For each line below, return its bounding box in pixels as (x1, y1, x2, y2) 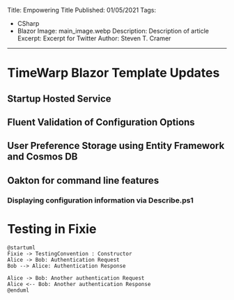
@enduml (7, 287, 30, 294)
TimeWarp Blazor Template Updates (7, 65, 220, 81)
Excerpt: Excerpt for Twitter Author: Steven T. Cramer (17, 34, 171, 42)
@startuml (7, 244, 36, 251)
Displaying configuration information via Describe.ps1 (7, 195, 194, 205)
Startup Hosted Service (7, 93, 111, 104)
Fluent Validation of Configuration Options (7, 116, 195, 128)
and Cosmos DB (7, 151, 78, 163)
